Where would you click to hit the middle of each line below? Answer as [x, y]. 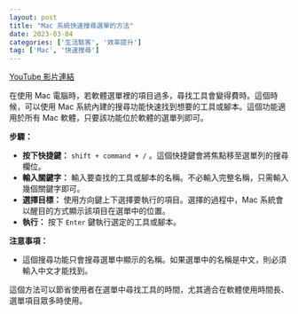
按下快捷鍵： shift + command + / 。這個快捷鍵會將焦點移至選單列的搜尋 [155, 155]
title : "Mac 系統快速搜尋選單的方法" [71, 26]
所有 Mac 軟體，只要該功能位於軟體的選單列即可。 [116, 118]
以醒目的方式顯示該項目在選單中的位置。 [96, 211]
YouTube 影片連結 [42, 77]
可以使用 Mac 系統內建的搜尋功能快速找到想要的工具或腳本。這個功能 [151, 106]
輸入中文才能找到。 [57, 271]
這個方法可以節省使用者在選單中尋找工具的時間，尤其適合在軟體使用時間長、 [149, 290]
